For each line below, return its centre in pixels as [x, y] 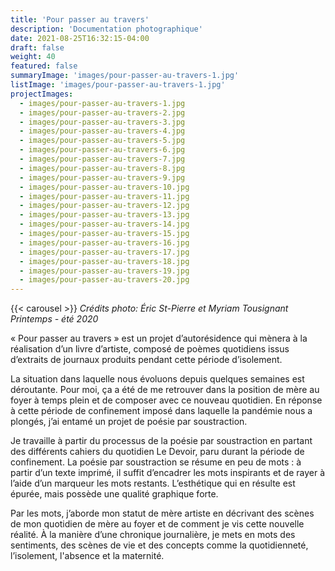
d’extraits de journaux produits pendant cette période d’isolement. [146, 360]
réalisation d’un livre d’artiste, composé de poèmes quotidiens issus [150, 349]
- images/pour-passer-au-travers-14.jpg [104, 224]
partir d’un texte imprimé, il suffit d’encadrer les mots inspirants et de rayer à [168, 473]
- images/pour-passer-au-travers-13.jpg [104, 215]
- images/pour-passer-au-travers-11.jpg [104, 196]
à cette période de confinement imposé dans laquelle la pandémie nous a [161, 411]
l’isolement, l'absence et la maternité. [87, 556]
